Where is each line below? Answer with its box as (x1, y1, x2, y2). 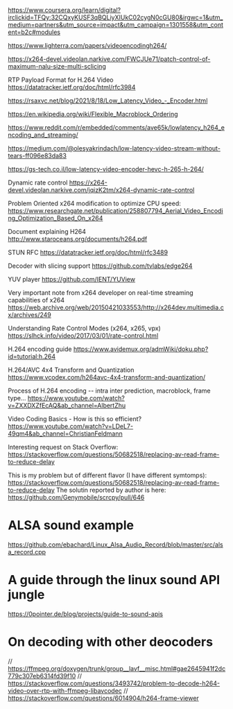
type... (8, 394, 26, 402)
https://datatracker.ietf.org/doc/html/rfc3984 (8, 83, 136, 91)
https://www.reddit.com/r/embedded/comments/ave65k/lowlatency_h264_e (8, 123, 225, 131)
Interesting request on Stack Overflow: (8, 443, 119, 451)
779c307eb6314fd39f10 (8, 672, 76, 680)
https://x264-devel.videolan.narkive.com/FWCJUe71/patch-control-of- (8, 55, 211, 63)
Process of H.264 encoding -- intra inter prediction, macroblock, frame (8, 386, 211, 395)
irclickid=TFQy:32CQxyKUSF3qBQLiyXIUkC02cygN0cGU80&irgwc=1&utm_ (8, 13, 223, 22)
